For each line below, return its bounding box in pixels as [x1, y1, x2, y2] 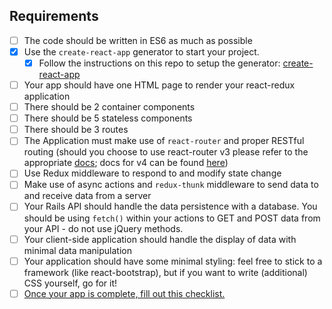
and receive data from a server [23, 190, 152, 202]
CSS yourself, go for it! [23, 277, 118, 289]
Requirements [9, 8, 99, 25]
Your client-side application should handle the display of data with [23, 233, 297, 245]
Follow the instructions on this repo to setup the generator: [38, 57, 281, 69]
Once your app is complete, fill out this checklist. [23, 287, 226, 299]
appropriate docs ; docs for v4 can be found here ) [23, 157, 229, 169]
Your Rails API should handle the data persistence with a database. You [23, 200, 318, 213]
